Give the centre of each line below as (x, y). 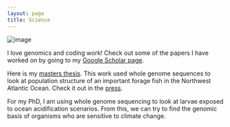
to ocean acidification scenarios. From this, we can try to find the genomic (112, 108)
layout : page (26, 13)
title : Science (29, 20)
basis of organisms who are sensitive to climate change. (87, 116)
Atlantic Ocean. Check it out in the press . (65, 88)
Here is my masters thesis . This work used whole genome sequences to (109, 73)
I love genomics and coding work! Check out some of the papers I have (108, 53)
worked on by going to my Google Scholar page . (76, 60)
